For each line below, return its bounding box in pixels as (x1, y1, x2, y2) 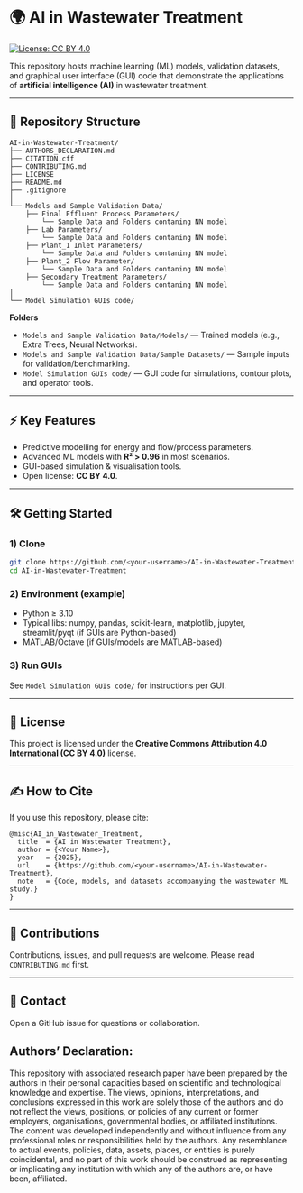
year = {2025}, (17, 853, 83, 862)
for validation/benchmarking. (22, 358, 131, 369)
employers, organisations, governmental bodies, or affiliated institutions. (9, 1115, 278, 1126)
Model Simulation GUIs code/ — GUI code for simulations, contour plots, (22, 367, 292, 379)
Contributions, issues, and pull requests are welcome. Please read (9, 950, 255, 960)
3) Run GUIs (9, 659, 63, 672)
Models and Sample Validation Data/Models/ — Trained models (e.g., (22, 329, 280, 340)
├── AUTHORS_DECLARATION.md (9, 146, 115, 155)
